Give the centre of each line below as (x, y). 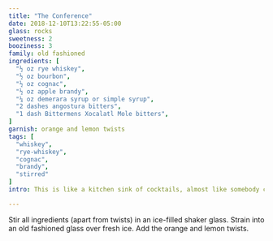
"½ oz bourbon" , (43, 76)
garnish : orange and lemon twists (67, 129)
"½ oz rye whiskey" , (50, 69)
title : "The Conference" (50, 16)
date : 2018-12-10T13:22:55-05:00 (65, 24)
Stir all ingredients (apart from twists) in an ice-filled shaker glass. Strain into (136, 219)
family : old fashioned (47, 54)
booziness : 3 (30, 46)
